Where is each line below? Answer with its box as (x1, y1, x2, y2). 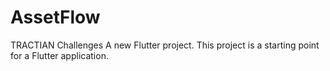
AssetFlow (10, 6, 101, 29)
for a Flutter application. (10, 49, 109, 61)
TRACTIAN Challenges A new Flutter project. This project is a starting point (10, 39, 320, 51)
